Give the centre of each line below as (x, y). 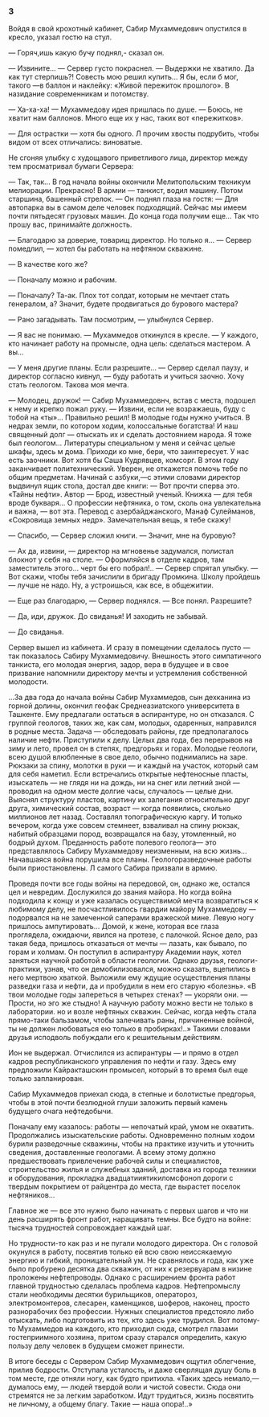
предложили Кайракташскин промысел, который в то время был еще (128, 1070)
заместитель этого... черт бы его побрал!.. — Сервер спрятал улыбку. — (133, 568)
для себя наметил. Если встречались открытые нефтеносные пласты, (128, 774)
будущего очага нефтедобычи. (61, 1112)
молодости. (29, 682)
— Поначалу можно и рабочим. (63, 280)
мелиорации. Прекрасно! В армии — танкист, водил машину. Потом (126, 190)
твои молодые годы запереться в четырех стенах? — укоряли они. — (128, 995)
